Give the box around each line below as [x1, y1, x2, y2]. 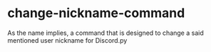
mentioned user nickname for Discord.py [7, 36, 128, 44]
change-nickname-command [7, 5, 185, 21]
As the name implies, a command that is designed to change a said [7, 28, 205, 37]
